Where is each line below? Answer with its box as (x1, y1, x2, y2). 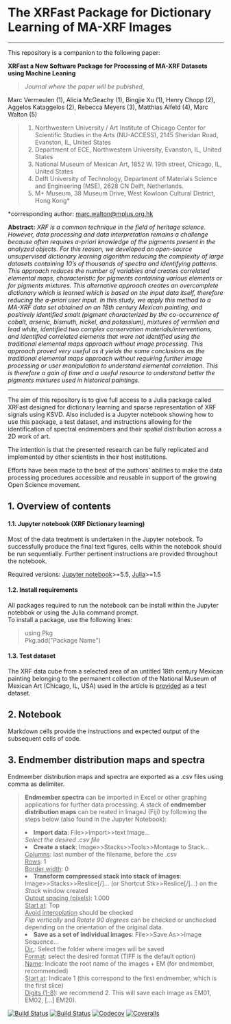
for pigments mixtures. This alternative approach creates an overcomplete (8, 281, 219, 289)
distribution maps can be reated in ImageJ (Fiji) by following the (24, 807, 208, 815)
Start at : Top (24, 901, 60, 909)
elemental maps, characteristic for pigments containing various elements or (8, 274, 222, 282)
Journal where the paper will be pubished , (24, 82, 145, 91)
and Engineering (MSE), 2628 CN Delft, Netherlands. (34, 182, 184, 190)
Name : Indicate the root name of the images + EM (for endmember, (24, 959, 215, 968)
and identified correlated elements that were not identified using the (8, 332, 201, 340)
